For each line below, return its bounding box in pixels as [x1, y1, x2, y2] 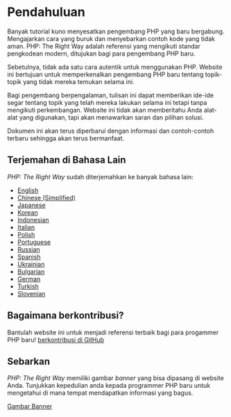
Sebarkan [7, 355, 51, 367]
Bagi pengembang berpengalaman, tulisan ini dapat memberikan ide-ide [7, 91, 214, 99]
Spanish [17, 252, 41, 261]
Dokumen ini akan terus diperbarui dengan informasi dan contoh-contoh [7, 126, 214, 135]
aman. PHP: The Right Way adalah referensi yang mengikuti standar [7, 42, 201, 50]
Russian [17, 245, 40, 254]
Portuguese [17, 238, 51, 246]
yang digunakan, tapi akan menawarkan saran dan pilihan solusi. [19, 113, 204, 122]
